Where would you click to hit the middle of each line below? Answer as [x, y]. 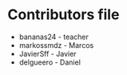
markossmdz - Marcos [56, 45]
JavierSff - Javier [48, 53]
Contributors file [63, 15]
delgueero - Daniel [50, 62]
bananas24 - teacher [54, 37]
